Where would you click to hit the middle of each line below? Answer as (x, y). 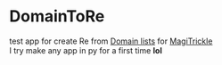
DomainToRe (57, 16)
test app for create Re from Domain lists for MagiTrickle (111, 41)
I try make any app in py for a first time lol (86, 50)
